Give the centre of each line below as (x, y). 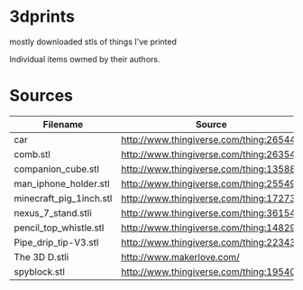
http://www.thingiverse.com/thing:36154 (208, 212)
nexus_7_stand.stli (53, 212)
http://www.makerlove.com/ (181, 257)
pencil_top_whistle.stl (59, 228)
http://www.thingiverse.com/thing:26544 (208, 139)
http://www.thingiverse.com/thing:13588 (208, 169)
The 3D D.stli (41, 257)
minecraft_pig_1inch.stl (63, 198)
